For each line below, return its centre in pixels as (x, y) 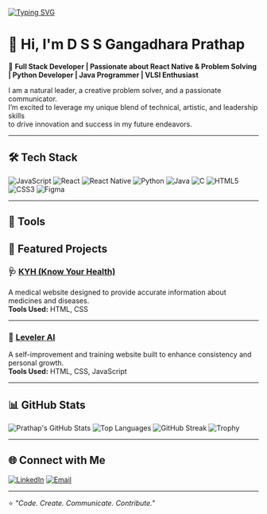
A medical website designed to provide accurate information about (117, 292)
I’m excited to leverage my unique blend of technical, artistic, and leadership (133, 107)
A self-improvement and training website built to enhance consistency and (130, 355)
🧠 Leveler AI (32, 337)
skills (17, 115)
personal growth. (36, 363)
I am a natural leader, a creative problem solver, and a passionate (115, 90)
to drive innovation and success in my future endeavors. (100, 124)
